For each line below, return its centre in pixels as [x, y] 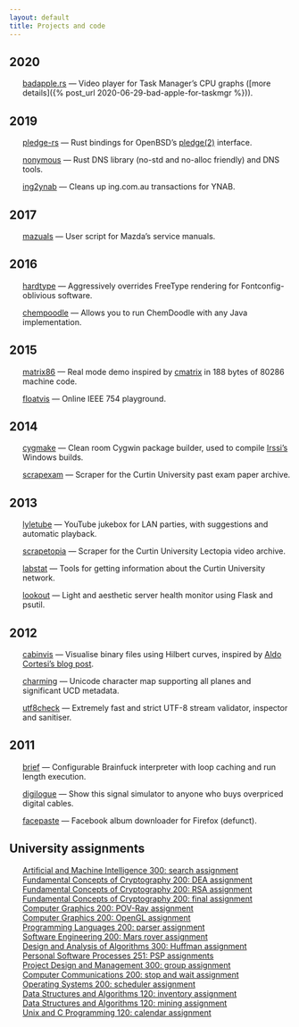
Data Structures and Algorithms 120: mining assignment [125, 1003]
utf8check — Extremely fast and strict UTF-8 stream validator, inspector [155, 708]
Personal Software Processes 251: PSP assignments [118, 956]
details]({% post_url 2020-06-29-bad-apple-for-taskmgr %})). [137, 93]
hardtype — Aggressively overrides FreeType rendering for [130, 286]
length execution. [54, 776]
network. [38, 578]
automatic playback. [59, 534]
